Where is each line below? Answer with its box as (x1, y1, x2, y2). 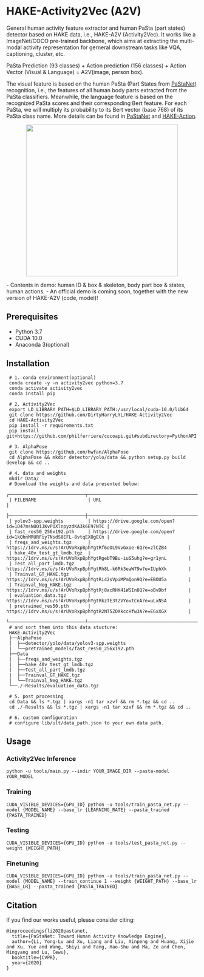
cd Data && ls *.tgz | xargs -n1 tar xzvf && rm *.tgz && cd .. (8, 698, 175, 705)
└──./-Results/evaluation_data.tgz (8, 683, 99, 689)
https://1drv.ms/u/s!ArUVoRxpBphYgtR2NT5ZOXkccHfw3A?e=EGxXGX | (6, 608, 191, 614)
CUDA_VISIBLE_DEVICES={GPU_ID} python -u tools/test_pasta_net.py (6, 840, 178, 846)
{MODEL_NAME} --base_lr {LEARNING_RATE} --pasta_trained (22, 806, 170, 813)
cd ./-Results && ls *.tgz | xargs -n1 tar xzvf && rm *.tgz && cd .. (8, 704, 191, 710)
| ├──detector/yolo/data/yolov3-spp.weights (8, 640, 126, 646)
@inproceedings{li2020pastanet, (6, 928, 88, 934)
